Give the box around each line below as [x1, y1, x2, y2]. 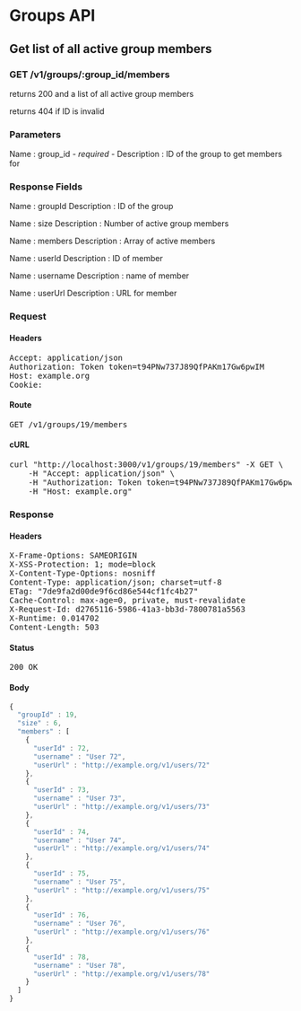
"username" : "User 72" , [32, 752, 126, 761]
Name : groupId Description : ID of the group [9, 201, 174, 212]
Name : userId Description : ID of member [9, 253, 163, 264]
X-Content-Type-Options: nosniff [9, 568, 157, 579]
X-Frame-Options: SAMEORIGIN [9, 550, 137, 561]
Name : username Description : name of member [9, 270, 190, 281]
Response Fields [9, 180, 83, 193]
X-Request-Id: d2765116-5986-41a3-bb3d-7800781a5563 [9, 604, 246, 615]
